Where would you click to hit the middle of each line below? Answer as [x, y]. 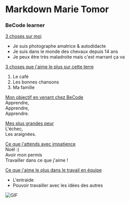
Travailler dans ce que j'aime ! [37, 160]
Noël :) [12, 150]
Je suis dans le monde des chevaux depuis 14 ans [65, 51]
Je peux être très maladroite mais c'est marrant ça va [69, 57]
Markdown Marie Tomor [57, 9]
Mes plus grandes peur [30, 124]
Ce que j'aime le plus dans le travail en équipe [54, 170]
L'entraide [23, 180]
